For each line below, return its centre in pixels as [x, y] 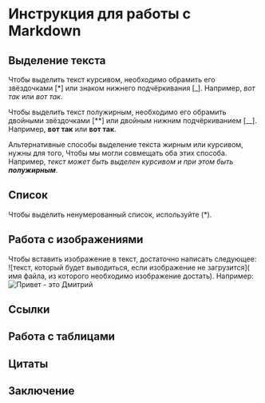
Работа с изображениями [76, 239]
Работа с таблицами [62, 337]
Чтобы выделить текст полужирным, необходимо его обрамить [117, 112]
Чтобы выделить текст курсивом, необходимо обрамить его [112, 80]
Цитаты [28, 363]
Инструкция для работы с [100, 14]
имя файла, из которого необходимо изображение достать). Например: [131, 276]
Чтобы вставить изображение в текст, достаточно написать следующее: [132, 259]
